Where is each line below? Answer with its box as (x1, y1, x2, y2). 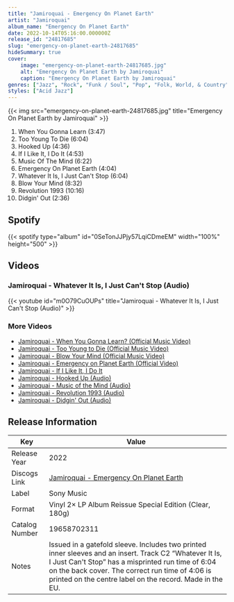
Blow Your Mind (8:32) (17, 179, 83, 187)
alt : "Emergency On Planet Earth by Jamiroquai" (20, 68, 164, 75)
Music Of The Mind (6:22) (17, 157, 92, 165)
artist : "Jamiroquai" (8, 17, 71, 24)
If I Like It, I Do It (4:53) (17, 150, 84, 158)
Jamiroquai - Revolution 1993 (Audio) (17, 388, 125, 396)
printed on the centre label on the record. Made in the (49, 574, 223, 584)
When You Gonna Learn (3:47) (17, 128, 106, 136)
